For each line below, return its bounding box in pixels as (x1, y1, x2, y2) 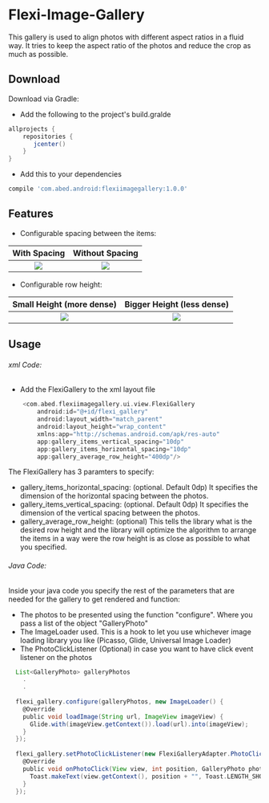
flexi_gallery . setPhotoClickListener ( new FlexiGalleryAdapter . (15, 750, 231, 758)
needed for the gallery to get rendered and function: (8, 594, 180, 604)
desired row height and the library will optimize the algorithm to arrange (19, 525, 257, 535)
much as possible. (8, 49, 69, 59)
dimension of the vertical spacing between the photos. (19, 508, 200, 518)
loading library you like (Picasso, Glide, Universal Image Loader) (19, 635, 231, 645)
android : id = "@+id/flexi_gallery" (37, 408, 149, 416)
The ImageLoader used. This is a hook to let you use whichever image (19, 626, 252, 636)
